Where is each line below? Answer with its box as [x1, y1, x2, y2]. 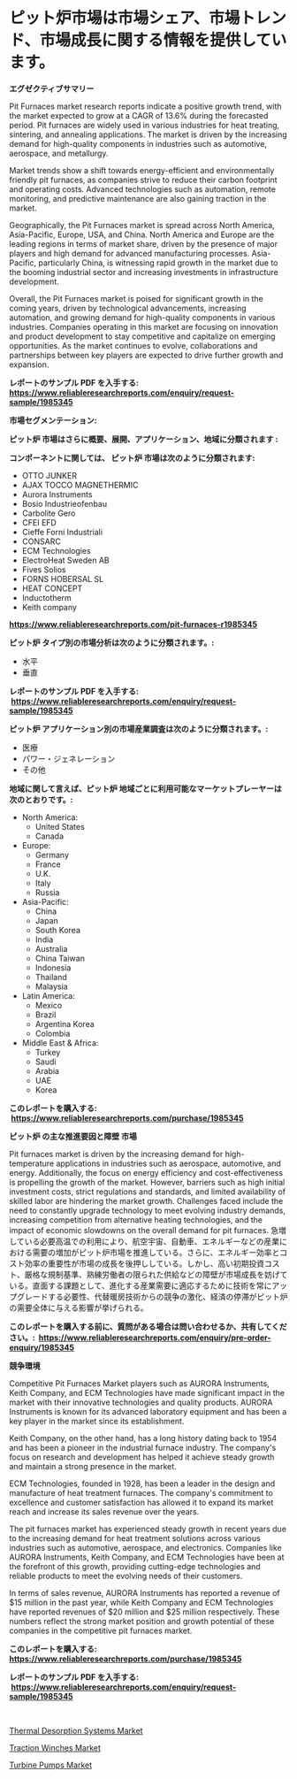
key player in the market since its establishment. [9, 1415, 185, 1426]
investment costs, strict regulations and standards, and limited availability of [9, 1186, 286, 1197]
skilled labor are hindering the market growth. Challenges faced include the [9, 1195, 284, 1206]
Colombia [34, 1028, 71, 1039]
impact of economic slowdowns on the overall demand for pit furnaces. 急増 [9, 1224, 287, 1235]
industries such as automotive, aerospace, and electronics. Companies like [9, 1542, 283, 1553]
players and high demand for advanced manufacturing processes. [9, 248, 250, 258]
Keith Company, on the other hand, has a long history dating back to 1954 [9, 1432, 278, 1443]
